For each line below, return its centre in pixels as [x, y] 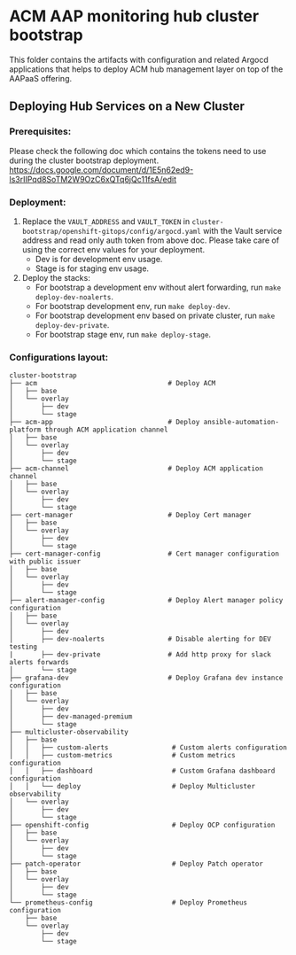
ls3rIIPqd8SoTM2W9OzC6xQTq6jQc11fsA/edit [93, 179]
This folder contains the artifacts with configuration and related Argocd [139, 59]
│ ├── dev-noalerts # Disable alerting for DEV [140, 640]
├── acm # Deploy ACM [113, 384]
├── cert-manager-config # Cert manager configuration [144, 554]
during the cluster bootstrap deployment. [84, 160]
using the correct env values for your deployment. [113, 249]
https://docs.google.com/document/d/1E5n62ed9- [101, 169]
